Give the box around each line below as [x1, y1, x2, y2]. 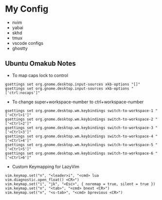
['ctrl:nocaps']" [5, 90, 40, 95]
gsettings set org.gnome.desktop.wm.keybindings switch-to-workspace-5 [5, 142, 153, 147]
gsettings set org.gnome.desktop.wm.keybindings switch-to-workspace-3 [5, 125, 153, 130]
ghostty [12, 45, 28, 51]
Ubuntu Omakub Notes [5, 59, 76, 68]
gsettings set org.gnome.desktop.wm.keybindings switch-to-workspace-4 [5, 134, 153, 139]
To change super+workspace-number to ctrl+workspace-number [12, 99, 144, 105]
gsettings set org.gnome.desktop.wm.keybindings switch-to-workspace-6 [5, 151, 153, 156]
